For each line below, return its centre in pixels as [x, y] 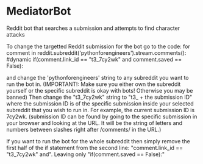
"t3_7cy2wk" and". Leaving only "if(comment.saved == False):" [85, 154]
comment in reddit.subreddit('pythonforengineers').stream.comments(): [96, 52]
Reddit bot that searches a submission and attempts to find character [93, 28]
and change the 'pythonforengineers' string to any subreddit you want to [98, 77]
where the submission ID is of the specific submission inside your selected [100, 103]
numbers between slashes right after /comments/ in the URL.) [84, 129]
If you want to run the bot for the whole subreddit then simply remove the [98, 141]
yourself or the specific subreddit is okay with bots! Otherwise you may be [100, 90]
